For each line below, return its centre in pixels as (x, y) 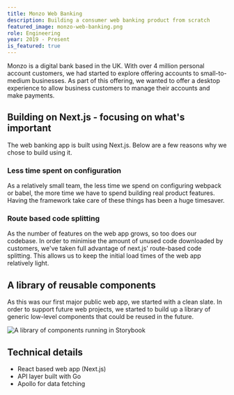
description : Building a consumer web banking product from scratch (109, 20)
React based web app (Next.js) (62, 369)
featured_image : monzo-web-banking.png (65, 26)
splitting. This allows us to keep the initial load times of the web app (104, 256)
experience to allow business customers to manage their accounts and (109, 88)
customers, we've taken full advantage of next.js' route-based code (104, 249)
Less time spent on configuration (64, 170)
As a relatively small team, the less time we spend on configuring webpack (114, 186)
